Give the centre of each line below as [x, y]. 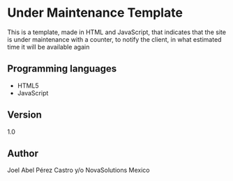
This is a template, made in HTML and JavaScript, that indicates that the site [117, 32]
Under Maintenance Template [95, 13]
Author [23, 154]
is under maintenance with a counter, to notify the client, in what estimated [114, 39]
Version [24, 115]
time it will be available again [48, 47]
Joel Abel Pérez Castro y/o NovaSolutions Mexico [78, 170]
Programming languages [62, 69]
